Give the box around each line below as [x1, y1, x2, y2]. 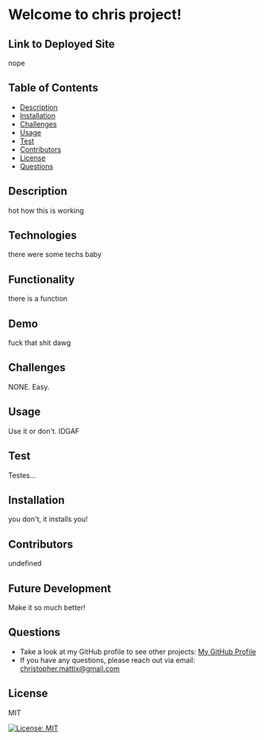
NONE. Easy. [8, 382, 50, 391]
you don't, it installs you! [8, 514, 89, 524]
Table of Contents [8, 81, 99, 95]
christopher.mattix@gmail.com [19, 664, 121, 673]
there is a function [8, 294, 68, 304]
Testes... [8, 471, 36, 480]
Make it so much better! [8, 602, 86, 612]
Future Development [8, 582, 112, 595]
